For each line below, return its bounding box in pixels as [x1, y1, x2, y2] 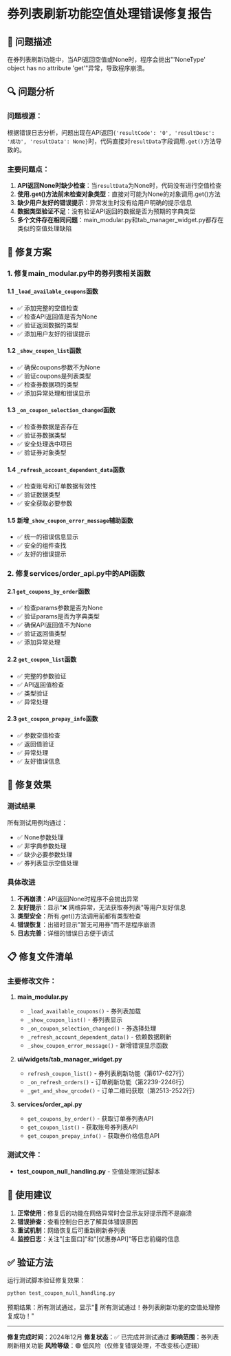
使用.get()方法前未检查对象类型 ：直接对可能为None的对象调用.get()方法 [16, 190, 221, 198]
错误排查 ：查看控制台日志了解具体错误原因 [16, 1217, 138, 1225]
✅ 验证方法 [7, 1257, 54, 1269]
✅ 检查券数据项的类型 [16, 380, 79, 389]
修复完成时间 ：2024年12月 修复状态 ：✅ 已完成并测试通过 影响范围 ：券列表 [7, 1333, 219, 1342]
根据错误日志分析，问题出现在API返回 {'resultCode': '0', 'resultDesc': [7, 128, 215, 136]
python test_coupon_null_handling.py [7, 1290, 115, 1297]
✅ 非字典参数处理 [16, 841, 67, 850]
